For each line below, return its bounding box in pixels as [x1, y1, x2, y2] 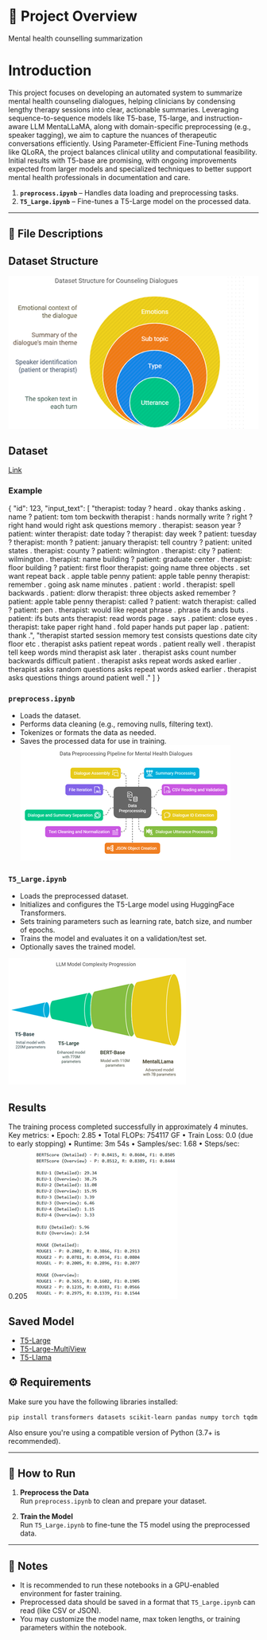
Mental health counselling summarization [8, 33, 143, 43]
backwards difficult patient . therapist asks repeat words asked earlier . [8, 655, 241, 665]
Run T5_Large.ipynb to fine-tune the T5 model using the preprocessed [19, 1520, 250, 1530]
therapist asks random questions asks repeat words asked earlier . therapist [8, 664, 257, 674]
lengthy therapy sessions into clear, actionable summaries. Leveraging [8, 104, 239, 114]
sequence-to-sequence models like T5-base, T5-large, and [8, 113, 203, 123]
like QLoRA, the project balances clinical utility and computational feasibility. [8, 147, 258, 156]
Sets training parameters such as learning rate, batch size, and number [19, 917, 253, 926]
